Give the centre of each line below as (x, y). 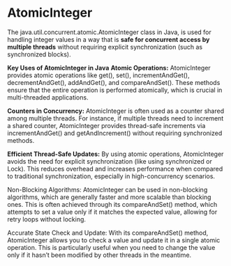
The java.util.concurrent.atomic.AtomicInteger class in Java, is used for (109, 32)
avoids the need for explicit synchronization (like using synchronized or (110, 161)
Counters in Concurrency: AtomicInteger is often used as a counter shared (116, 111)
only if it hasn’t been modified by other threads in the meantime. (99, 255)
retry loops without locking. (46, 219)
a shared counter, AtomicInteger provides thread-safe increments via (106, 125)
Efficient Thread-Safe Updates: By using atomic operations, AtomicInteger (115, 154)
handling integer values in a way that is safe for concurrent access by (109, 39)
